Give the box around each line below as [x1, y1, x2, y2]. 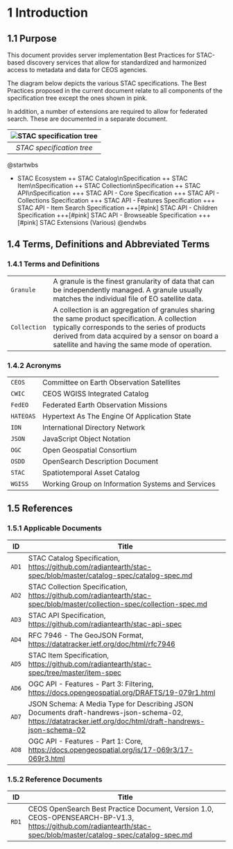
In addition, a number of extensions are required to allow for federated [7, 108, 208, 115]
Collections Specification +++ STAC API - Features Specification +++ [17, 196, 216, 204]
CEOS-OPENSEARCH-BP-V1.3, [28, 812, 134, 822]
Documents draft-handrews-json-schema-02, [28, 707, 184, 717]
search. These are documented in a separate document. [7, 115, 168, 123]
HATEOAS [10, 412, 36, 420]
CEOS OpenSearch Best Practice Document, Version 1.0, [28, 804, 214, 814]
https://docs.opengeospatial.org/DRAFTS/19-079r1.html [28, 687, 216, 697]
